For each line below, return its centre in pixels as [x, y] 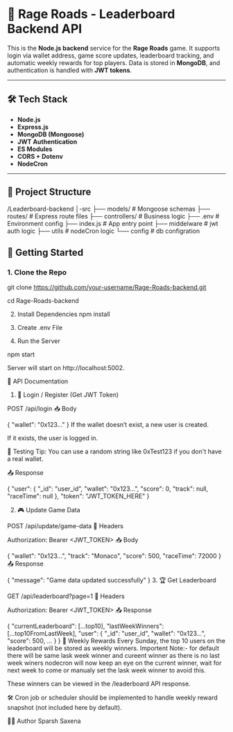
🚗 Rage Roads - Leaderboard [91, 14]
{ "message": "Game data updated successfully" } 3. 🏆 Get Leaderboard [112, 580]
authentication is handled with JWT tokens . [70, 70]
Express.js [33, 127]
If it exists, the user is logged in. [53, 438]
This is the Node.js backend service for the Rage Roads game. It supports [114, 48]
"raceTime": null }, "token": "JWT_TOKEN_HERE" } [78, 496]
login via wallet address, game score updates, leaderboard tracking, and [111, 55]
